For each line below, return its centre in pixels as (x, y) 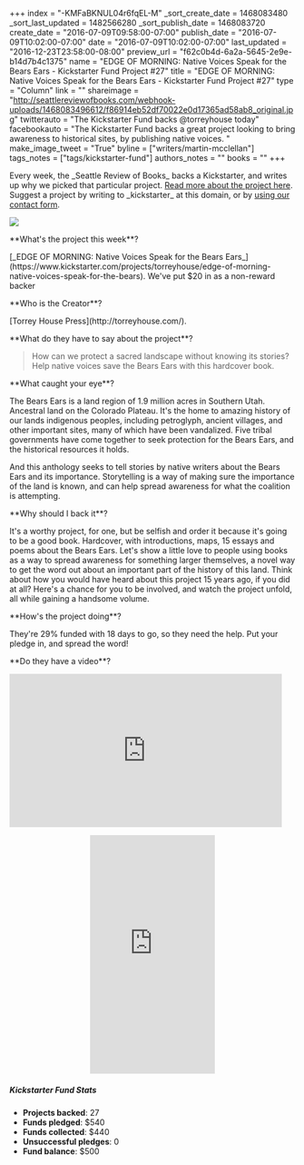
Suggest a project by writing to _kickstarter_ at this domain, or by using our (150, 195)
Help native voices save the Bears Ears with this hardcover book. (153, 366)
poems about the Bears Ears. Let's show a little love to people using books (149, 550)
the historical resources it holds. (69, 449)
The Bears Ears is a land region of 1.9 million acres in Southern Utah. (137, 401)
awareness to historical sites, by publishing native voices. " (120, 139)
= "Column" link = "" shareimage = (74, 90)
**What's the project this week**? (74, 239)
